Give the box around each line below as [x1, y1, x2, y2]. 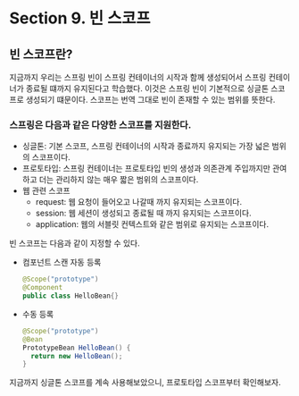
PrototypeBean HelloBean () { [21, 343, 131, 352]
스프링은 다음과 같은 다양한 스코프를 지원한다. [9, 118, 192, 131]
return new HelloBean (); [30, 351, 123, 360]
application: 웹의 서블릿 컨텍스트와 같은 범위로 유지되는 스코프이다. [35, 219, 270, 230]
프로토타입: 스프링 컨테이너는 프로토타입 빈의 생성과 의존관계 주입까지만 [21, 163, 270, 174]
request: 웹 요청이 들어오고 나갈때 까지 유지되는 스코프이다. [35, 197, 243, 207]
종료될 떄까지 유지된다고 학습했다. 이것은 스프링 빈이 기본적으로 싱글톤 [25, 83, 270, 94]
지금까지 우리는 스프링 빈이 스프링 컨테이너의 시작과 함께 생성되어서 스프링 [9, 72, 267, 82]
